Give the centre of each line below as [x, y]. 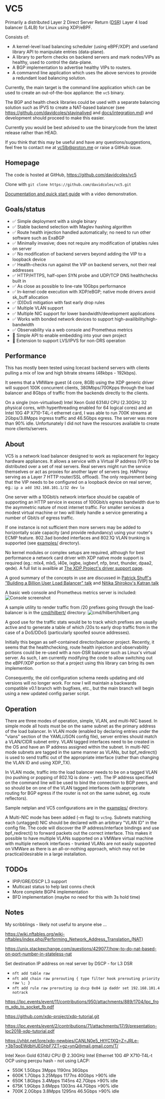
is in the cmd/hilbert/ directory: [55, 613]
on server [22, 249]
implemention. [20, 668]
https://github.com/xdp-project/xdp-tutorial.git [52, 1016]
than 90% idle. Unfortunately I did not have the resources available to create [82, 423]
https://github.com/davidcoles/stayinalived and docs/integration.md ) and [79, 112]
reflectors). [16, 798]
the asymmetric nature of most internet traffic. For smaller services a [75, 507]
